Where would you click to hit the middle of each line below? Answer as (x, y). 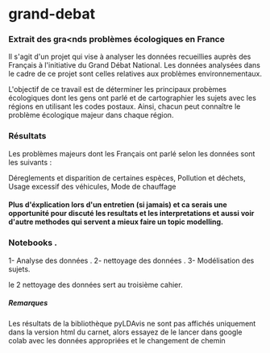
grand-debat (52, 14)
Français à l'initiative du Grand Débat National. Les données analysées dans (134, 65)
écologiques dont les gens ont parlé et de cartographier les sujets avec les (132, 98)
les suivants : (30, 162)
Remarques (28, 303)
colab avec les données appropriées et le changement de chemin (117, 340)
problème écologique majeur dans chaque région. (91, 115)
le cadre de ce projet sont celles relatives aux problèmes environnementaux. (135, 74)
